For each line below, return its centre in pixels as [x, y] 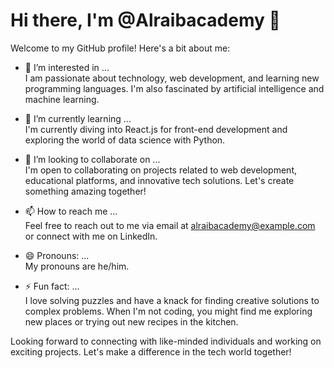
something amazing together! [85, 191]
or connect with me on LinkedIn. [91, 236]
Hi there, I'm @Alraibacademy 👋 [145, 20]
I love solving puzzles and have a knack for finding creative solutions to [172, 300]
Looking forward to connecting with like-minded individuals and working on [166, 341]
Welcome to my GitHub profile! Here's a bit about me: [120, 48]
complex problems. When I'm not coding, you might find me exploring [168, 311]
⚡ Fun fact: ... [52, 286]
